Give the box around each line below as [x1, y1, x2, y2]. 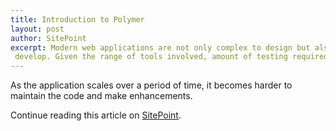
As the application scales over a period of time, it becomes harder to [10, 79, 293, 91]
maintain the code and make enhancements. [10, 90, 193, 102]
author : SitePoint [10, 33, 87, 43]
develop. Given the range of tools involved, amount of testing [14, 52, 288, 62]
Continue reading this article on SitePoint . [10, 109, 182, 121]
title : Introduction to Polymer [10, 14, 145, 25]
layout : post [10, 24, 65, 34]
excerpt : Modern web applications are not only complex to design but [10, 42, 311, 53]
